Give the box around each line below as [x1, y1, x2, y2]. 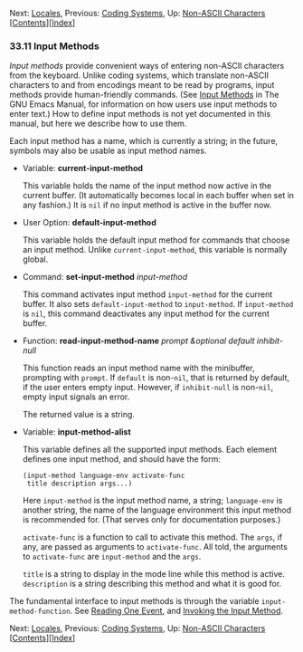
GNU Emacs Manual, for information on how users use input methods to [9, 99, 278, 110]
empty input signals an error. [22, 391, 130, 402]
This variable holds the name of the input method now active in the [22, 180, 272, 191]
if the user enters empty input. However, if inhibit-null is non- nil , [22, 382, 274, 393]
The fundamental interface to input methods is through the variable [9, 596, 260, 607]
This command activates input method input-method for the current [22, 289, 273, 300]
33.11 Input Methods [9, 40, 99, 53]
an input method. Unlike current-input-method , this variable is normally [22, 244, 288, 255]
